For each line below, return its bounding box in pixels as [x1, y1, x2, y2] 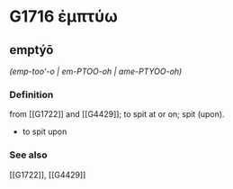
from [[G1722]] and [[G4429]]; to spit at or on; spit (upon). [9, 109, 225, 120]
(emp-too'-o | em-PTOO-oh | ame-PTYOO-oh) [9, 66, 183, 76]
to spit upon [22, 126, 67, 137]
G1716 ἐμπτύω [9, 6, 119, 27]
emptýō [9, 42, 54, 58]
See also [9, 148, 48, 161]
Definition [9, 88, 54, 101]
